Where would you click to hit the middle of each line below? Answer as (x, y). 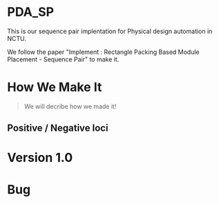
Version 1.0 (40, 158)
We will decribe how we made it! (70, 106)
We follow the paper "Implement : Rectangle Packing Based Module (104, 52)
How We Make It (55, 87)
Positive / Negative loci (58, 128)
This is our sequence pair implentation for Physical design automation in (110, 31)
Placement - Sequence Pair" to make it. (63, 59)
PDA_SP (30, 12)
